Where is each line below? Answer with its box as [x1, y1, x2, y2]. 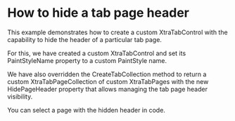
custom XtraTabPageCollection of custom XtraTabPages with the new [7, 77, 209, 85]
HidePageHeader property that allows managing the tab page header [7, 85, 208, 93]
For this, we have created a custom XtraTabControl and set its [7, 49, 186, 57]
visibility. [7, 92, 33, 101]
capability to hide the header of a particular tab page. [7, 35, 162, 43]
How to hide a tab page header [7, 5, 190, 21]
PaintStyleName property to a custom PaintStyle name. [7, 56, 167, 64]
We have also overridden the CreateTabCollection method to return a [7, 70, 207, 78]
